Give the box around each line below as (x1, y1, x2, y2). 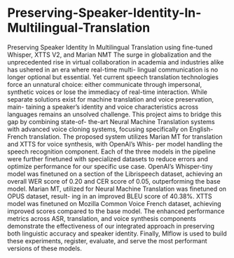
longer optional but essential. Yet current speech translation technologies (7, 72, 219, 81)
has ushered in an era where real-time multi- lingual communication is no (7, 65, 219, 74)
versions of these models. (7, 244, 83, 252)
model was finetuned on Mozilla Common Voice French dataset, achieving (7, 199, 222, 208)
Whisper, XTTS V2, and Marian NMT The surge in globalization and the (7, 50, 212, 59)
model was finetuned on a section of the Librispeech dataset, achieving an (7, 170, 223, 178)
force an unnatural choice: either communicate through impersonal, (7, 80, 202, 88)
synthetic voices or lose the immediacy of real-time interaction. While (7, 88, 208, 96)
